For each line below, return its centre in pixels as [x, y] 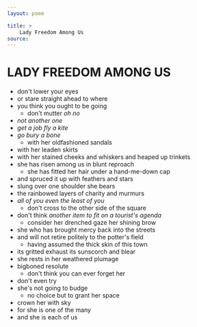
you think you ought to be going [62, 106]
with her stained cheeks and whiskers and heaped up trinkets [104, 157]
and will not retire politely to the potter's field [80, 237]
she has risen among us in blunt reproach [76, 165]
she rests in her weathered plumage [68, 259]
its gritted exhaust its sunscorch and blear [76, 252]
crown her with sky [44, 303]
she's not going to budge [52, 288]
